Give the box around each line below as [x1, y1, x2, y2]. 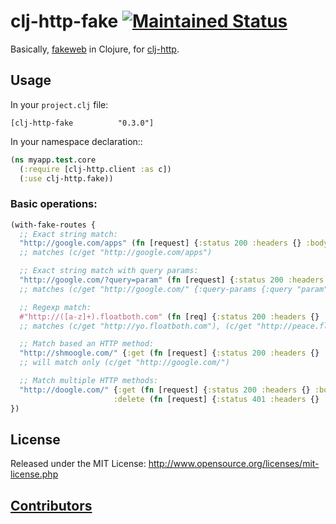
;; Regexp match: [19, 302, 92, 312]
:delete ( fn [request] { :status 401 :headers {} [113, 394, 320, 404]
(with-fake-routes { [10, 220, 97, 230]
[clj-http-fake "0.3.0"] [10, 118, 155, 128]
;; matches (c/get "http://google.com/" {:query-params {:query [19, 284, 293, 294]
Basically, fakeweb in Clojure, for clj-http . [10, 43, 180, 55]
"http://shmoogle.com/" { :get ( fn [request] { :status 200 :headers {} [19, 348, 320, 359]
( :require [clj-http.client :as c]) [19, 164, 172, 174]
